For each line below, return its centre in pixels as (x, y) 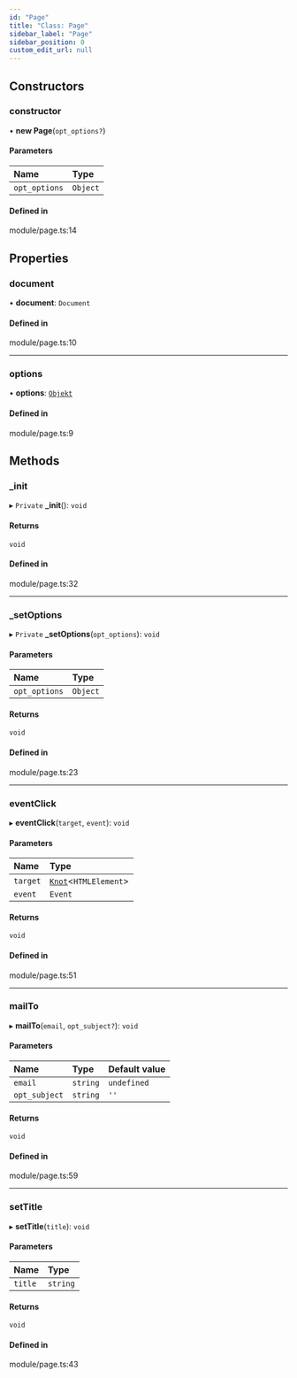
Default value (137, 1069)
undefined (129, 1083)
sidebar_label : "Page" (51, 34)
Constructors (47, 86)
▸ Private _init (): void (48, 505)
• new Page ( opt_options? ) (57, 130)
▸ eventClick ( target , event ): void (69, 822)
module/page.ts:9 (42, 433)
